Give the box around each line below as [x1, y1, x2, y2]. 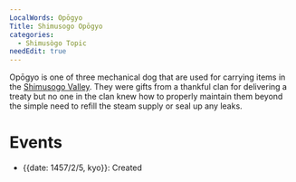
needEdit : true [9, 47, 67, 56]
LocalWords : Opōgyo [9, 13, 83, 23]
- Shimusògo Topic [17, 38, 88, 48]
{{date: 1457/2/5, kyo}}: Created [22, 162, 143, 173]
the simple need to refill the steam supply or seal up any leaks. [9, 101, 243, 111]
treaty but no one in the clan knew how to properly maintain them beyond [9, 91, 283, 102]
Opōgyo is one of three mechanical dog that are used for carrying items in [9, 72, 286, 82]
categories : [9, 30, 54, 39]
